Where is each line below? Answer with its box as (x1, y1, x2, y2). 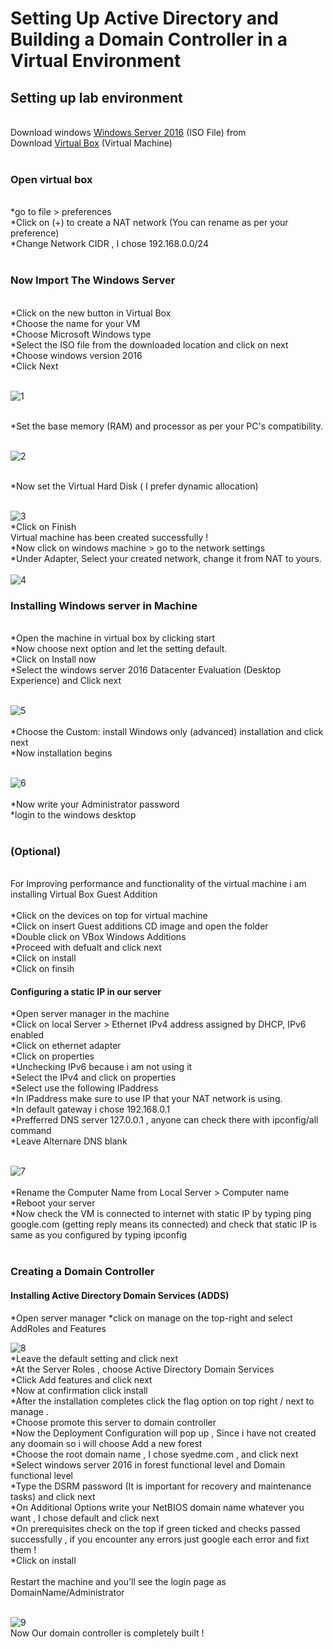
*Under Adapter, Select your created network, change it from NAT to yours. (10, 552, 322, 564)
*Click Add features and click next (10, 1373, 153, 1386)
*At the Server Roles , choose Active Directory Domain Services (10, 1363, 275, 1375)
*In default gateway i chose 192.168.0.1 (10, 1103, 171, 1116)
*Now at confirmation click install (10, 1384, 148, 1396)
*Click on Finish (10, 520, 77, 532)
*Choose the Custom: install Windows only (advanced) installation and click (10, 725, 324, 737)
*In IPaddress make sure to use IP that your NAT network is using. (10, 1093, 283, 1105)
